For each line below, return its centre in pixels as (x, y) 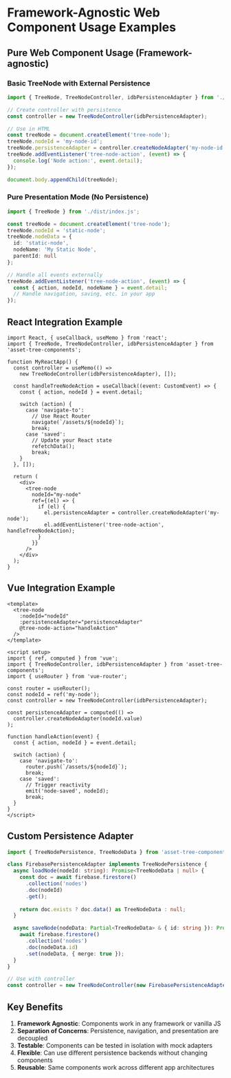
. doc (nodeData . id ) (52, 947)
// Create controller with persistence (64, 110)
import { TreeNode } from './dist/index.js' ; (73, 212)
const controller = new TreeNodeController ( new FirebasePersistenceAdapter (118, 986)
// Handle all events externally (55, 275)
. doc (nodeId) (44, 890)
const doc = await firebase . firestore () (78, 877)
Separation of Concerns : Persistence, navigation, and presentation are (118, 1031)
